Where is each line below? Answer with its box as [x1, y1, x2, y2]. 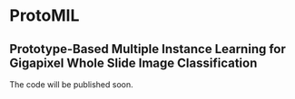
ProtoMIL [9, 5, 80, 26]
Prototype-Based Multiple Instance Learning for [9, 41, 286, 57]
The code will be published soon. [9, 79, 133, 90]
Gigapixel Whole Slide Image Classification [9, 55, 258, 70]
